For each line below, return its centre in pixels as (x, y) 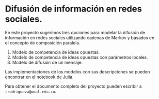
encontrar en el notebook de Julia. (39, 77)
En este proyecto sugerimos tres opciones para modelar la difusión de (75, 32)
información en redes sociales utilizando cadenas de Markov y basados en (80, 38)
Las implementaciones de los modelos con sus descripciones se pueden (78, 71)
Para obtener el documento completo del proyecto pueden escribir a (73, 86)
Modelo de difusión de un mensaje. (47, 62)
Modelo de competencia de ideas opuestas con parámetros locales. (80, 57)
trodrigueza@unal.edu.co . (31, 91)
